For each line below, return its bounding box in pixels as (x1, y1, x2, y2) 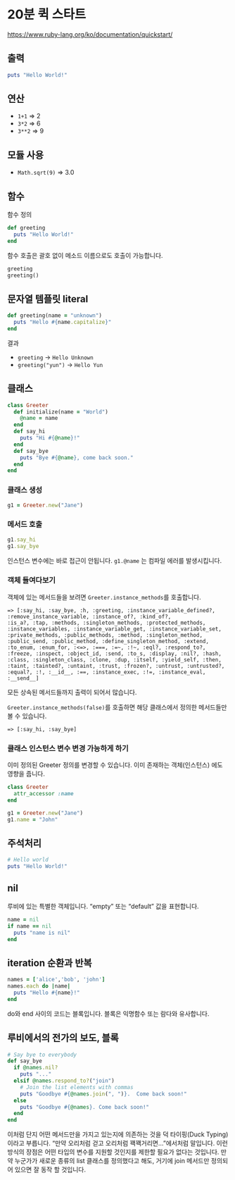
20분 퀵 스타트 (7, 6, 87, 23)
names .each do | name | (7, 983, 71, 990)
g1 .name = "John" (7, 816, 58, 823)
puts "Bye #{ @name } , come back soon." (20, 454, 134, 461)
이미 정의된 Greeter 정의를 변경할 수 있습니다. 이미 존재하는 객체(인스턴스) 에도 (7, 761, 223, 769)
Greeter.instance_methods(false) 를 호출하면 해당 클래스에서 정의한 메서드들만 (7, 702, 227, 712)
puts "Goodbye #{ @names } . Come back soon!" (20, 1103, 150, 1110)
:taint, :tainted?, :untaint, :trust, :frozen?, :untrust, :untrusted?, (7, 662, 225, 669)
